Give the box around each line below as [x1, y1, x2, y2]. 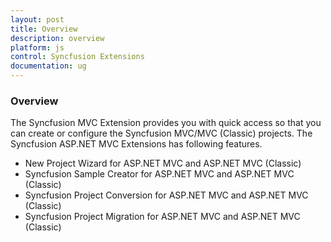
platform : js [10, 42, 65, 53]
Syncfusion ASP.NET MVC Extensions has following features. [10, 138, 263, 150]
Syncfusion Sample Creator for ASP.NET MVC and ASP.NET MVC [24, 168, 295, 180]
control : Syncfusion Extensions [10, 52, 145, 62]
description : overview [10, 33, 105, 43]
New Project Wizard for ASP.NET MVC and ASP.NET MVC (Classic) [24, 157, 302, 170]
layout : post [10, 14, 65, 25]
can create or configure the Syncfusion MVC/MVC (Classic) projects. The [10, 127, 313, 140]
